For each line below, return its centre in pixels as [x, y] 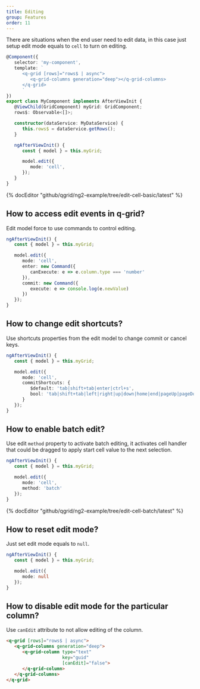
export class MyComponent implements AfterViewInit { [74, 101]
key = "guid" [76, 658]
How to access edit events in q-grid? [76, 214]
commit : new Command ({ [50, 283]
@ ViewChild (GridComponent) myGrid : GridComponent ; [78, 107]
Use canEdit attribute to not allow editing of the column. [75, 630]
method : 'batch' [42, 488]
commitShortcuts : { [46, 383]
